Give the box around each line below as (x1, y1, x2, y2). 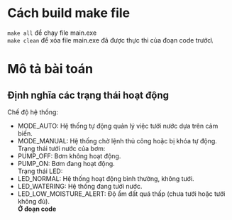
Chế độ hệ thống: (7, 108, 59, 116)
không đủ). (17, 197, 50, 205)
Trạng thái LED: (17, 167, 63, 175)
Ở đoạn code (17, 204, 57, 213)
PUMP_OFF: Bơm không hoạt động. (17, 151, 121, 160)
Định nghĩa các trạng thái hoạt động (7, 89, 169, 101)
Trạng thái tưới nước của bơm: (17, 144, 106, 153)
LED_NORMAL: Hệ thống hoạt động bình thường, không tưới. (17, 174, 194, 182)
